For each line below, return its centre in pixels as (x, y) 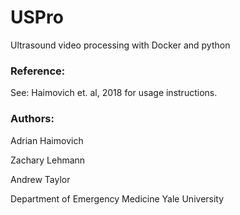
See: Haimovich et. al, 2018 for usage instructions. (114, 93)
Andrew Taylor (40, 179)
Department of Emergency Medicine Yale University (117, 198)
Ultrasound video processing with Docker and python (120, 45)
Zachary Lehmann (48, 160)
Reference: (38, 71)
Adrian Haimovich (47, 140)
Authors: (32, 119)
